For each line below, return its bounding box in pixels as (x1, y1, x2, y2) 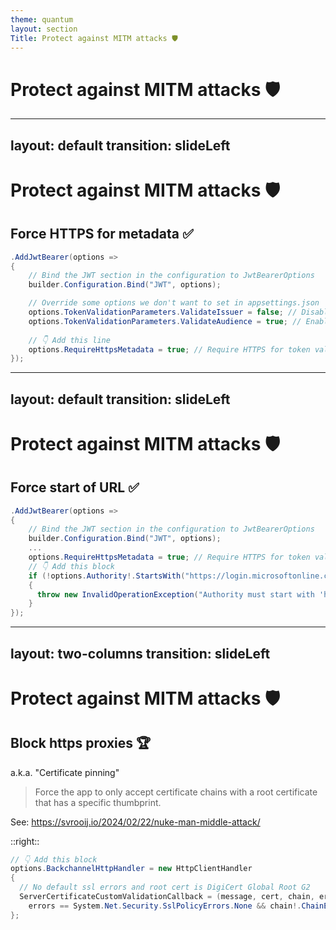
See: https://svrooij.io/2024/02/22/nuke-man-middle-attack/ (10, 816, 261, 828)
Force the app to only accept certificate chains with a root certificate (34, 786, 318, 798)
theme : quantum (10, 14, 74, 25)
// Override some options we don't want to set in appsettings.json (28, 298, 320, 308)
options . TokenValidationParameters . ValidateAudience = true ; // (28, 316, 302, 326)
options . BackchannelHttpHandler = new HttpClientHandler (10, 864, 253, 874)
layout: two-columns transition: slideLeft (10, 645, 271, 662)
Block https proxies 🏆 (10, 735, 152, 752)
